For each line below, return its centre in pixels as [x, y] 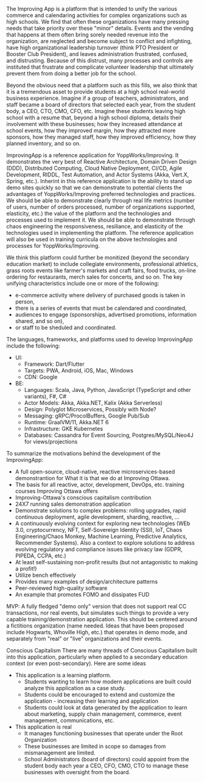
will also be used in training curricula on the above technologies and [92, 239]
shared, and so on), [40, 321]
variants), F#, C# [45, 396]
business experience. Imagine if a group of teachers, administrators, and [97, 98]
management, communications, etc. [69, 720]
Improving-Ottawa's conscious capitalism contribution [83, 497]
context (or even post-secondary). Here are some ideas [76, 663]
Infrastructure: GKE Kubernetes [64, 429]
